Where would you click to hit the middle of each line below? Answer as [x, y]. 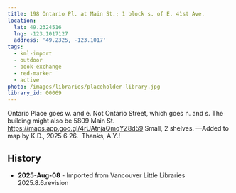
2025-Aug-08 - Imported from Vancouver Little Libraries [101, 175]
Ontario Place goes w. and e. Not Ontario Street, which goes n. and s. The [116, 114]
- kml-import [33, 54]
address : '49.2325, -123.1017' [60, 40]
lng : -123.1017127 [41, 34]
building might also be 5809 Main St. [61, 121]
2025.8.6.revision [43, 182]
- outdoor [28, 60]
